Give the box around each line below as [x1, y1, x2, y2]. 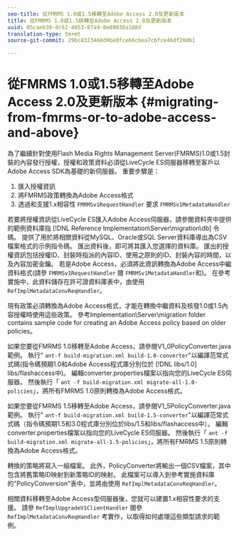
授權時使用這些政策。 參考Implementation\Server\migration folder [13, 311, 206, 319]
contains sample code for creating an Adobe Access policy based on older [7, 319, 226, 327]
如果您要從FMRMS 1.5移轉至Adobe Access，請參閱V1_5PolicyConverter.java [7, 402, 231, 411]
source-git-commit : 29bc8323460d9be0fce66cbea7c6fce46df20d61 [7, 37, 196, 44]
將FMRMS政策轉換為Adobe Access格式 [17, 191, 134, 200]
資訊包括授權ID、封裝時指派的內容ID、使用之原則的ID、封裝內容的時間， [13, 251, 225, 259]
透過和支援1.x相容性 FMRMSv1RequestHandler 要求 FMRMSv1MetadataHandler [17, 200, 230, 209]
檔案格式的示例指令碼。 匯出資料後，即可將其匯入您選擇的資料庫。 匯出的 [7, 242, 223, 250]
